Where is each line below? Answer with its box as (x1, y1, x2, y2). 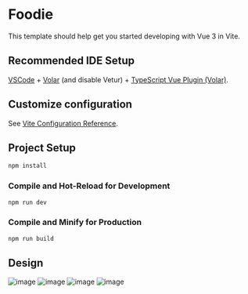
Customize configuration (8, 98, 133, 111)
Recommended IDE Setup (8, 54, 135, 67)
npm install (8, 162, 47, 170)
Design (8, 256, 44, 270)
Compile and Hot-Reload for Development (8, 180, 171, 191)
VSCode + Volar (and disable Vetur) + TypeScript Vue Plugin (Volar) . (8, 74, 229, 84)
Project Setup (8, 141, 77, 154)
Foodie (8, 5, 53, 24)
